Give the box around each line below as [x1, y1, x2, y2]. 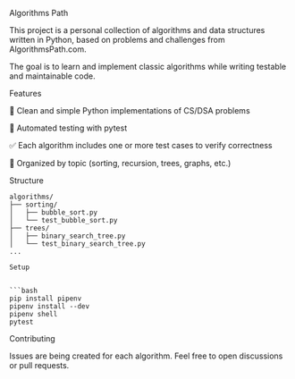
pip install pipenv [9, 294, 82, 303]
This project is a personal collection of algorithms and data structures [9, 25, 265, 35]
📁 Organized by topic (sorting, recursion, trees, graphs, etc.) [9, 158, 232, 168]
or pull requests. [9, 360, 70, 370]
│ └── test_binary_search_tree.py [9, 240, 146, 248]
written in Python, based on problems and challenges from [9, 35, 225, 45]
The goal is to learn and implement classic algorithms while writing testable [9, 62, 287, 72]
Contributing [9, 333, 55, 343]
